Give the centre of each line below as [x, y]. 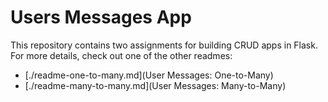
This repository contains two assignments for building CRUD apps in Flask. [164, 45]
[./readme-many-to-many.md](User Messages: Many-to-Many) [155, 85]
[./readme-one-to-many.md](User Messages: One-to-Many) [149, 75]
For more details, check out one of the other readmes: [121, 55]
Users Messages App [101, 17]
